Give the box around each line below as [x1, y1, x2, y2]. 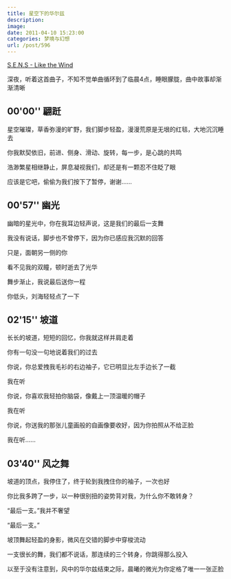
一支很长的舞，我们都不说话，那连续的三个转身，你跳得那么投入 [7, 550, 188, 558]
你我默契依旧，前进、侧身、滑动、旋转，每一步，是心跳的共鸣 [7, 148, 182, 157]
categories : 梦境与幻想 [7, 36, 70, 43]
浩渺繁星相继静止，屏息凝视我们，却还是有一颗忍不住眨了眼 [7, 163, 176, 171]
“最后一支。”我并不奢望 [7, 506, 70, 515]
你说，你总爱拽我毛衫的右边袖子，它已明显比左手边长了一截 [7, 363, 176, 371]
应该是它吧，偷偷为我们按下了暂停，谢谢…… [7, 177, 133, 185]
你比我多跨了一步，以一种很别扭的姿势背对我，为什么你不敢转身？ [7, 492, 194, 500]
